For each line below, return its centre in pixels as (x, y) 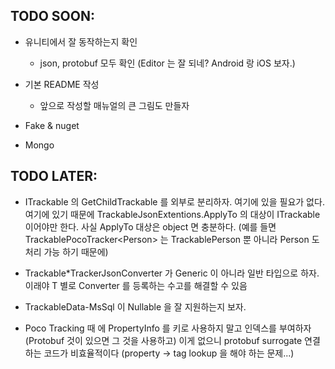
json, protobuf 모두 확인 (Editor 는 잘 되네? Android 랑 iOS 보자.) (167, 63)
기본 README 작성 (62, 84)
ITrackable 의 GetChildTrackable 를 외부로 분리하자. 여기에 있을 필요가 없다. (174, 201)
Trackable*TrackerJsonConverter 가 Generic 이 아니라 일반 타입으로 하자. (172, 273)
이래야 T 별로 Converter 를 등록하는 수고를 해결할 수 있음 (136, 285)
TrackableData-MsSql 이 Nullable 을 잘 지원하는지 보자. (135, 306)
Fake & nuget (52, 125)
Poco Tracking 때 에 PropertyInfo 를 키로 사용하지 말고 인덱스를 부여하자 (168, 328)
